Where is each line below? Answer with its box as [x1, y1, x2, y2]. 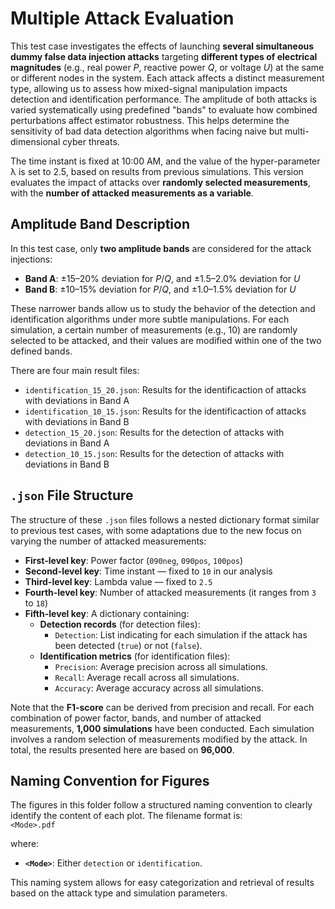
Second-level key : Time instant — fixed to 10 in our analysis [24, 565, 273, 577]
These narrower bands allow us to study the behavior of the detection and [10, 302, 316, 314]
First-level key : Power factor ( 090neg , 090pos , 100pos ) [24, 554, 244, 566]
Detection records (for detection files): [39, 618, 201, 630]
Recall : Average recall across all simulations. [54, 671, 240, 683]
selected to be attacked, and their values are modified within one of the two [10, 334, 322, 346]
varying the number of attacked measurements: [10, 535, 207, 547]
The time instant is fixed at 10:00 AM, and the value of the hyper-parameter [10, 155, 321, 167]
